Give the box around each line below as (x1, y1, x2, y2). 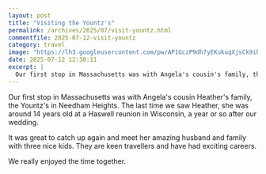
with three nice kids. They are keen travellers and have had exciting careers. (8, 141, 257, 150)
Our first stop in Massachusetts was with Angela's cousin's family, (15, 70, 249, 78)
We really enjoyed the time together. (8, 156, 127, 166)
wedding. (8, 117, 39, 127)
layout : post (8, 11, 51, 20)
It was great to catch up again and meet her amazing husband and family (8, 132, 247, 142)
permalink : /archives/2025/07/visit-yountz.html (8, 26, 172, 34)
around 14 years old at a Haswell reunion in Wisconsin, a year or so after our (8, 108, 257, 119)
